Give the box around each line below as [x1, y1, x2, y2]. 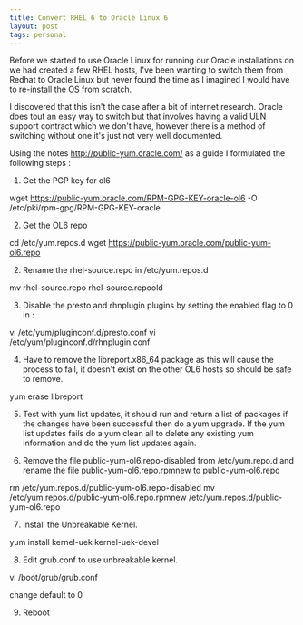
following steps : [9, 158, 71, 169]
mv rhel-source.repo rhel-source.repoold [9, 282, 163, 293]
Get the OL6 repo [22, 220, 88, 231]
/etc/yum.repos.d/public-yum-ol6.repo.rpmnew [9, 492, 188, 503]
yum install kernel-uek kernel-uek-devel [9, 537, 159, 548]
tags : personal [9, 30, 67, 39]
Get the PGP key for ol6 [22, 175, 112, 186]
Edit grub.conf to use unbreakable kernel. [22, 554, 179, 565]
